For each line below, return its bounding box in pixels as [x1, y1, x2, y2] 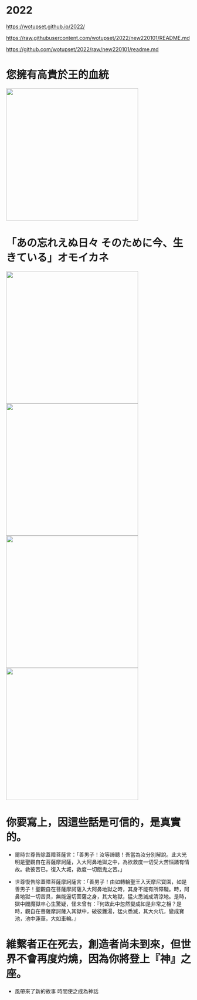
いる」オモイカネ [26, 251, 110, 264]
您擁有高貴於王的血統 [6, 68, 110, 82]
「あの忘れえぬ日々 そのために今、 [6, 236, 173, 250]
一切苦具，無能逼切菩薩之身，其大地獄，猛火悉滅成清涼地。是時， [30, 892, 189, 900]
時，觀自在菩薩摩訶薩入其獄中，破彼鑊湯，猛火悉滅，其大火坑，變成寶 [14, 907, 185, 914]
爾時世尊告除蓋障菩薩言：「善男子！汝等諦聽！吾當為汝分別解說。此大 [14, 851, 182, 858]
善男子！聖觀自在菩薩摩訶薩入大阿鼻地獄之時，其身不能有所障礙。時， [14, 885, 185, 892]
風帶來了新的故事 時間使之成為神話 [14, 988, 98, 995]
